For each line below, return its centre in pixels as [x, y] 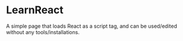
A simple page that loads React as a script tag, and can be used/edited [91, 26]
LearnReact [35, 10]
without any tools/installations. [43, 32]
